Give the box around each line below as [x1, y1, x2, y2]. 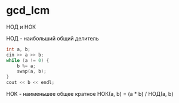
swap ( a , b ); [17, 68, 47, 74]
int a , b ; [6, 46, 31, 52]
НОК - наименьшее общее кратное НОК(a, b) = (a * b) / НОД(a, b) [6, 90, 174, 98]
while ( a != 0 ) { [6, 57, 50, 63]
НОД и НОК [6, 23, 36, 30]
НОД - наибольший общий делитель [6, 35, 99, 42]
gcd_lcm [6, 4, 50, 17]
